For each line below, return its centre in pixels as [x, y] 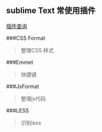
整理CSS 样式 [37, 50]
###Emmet [20, 62]
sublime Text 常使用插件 [51, 11]
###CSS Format [26, 38]
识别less [31, 122]
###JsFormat [23, 86]
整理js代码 [33, 98]
